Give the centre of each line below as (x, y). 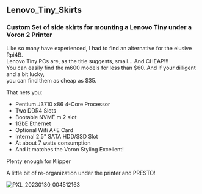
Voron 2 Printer (29, 35)
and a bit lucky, (25, 74)
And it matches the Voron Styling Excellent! (69, 149)
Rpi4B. (15, 55)
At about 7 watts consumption (53, 143)
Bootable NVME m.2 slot (46, 117)
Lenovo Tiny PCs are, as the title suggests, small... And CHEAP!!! (88, 61)
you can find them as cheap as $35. (51, 80)
